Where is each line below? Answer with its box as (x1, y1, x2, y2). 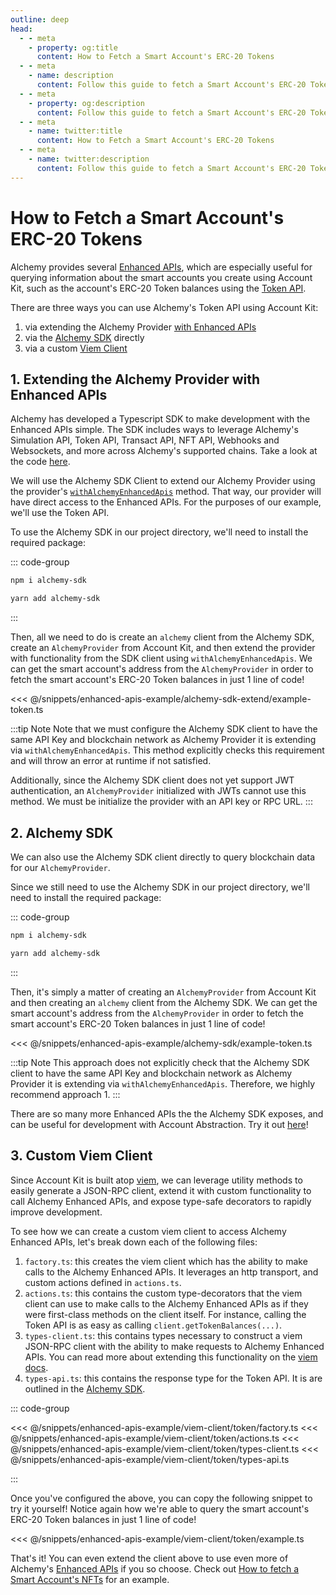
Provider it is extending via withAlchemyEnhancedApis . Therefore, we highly (10, 1077, 316, 1090)
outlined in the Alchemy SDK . (24, 1382, 146, 1395)
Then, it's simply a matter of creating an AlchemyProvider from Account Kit (10, 986, 317, 998)
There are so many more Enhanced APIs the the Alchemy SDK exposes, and (10, 1107, 324, 1120)
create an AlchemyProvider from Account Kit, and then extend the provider (10, 642, 316, 654)
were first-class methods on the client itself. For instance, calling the (24, 1308, 307, 1320)
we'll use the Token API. (10, 507, 110, 519)
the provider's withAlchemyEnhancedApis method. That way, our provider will (10, 486, 322, 498)
